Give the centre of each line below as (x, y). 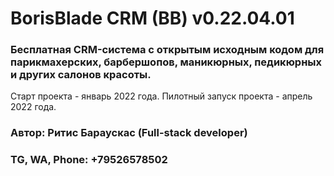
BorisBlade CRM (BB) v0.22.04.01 (152, 18)
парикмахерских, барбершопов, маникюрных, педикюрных (166, 62)
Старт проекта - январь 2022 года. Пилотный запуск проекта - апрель (161, 96)
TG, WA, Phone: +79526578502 (89, 160)
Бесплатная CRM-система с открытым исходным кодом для (167, 50)
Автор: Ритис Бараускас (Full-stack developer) (129, 133)
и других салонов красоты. (81, 75)
